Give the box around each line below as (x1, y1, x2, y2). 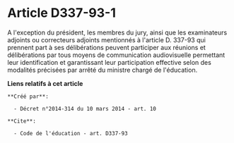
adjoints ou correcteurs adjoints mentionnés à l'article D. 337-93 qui (7, 35, 206, 44)
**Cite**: (7, 118, 37, 125)
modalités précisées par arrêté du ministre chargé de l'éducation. (7, 66, 198, 74)
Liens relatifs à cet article (7, 79, 83, 87)
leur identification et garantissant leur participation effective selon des (7, 58, 212, 66)
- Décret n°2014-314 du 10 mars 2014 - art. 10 (13, 105, 157, 112)
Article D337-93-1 (7, 5, 117, 21)
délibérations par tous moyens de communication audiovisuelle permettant (7, 51, 226, 59)
